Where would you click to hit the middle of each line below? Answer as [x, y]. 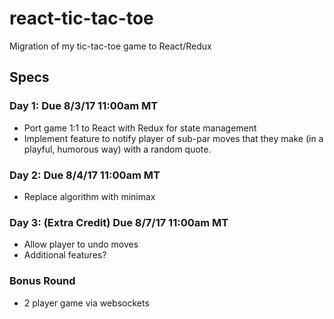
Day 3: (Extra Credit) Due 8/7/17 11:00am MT [119, 222]
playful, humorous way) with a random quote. [117, 149]
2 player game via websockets [86, 303]
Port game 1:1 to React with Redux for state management [140, 128]
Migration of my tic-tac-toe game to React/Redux [110, 46]
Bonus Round [42, 281]
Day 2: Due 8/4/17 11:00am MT [85, 175]
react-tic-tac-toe [81, 18]
